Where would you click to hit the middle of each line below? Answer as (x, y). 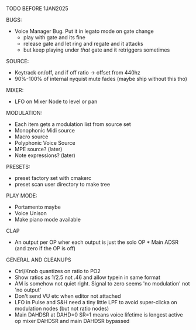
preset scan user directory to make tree (62, 184)
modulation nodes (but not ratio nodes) (62, 308)
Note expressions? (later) (45, 155)
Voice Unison (30, 213)
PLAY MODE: (22, 195)
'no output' (28, 290)
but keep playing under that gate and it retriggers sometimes (97, 50)
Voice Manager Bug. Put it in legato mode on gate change (84, 31)
